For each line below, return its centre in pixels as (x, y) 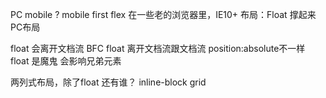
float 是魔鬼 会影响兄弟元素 (66, 61)
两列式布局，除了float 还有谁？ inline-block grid (108, 82)
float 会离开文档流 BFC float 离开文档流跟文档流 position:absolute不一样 (158, 48)
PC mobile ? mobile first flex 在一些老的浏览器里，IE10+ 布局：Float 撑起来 (163, 14)
